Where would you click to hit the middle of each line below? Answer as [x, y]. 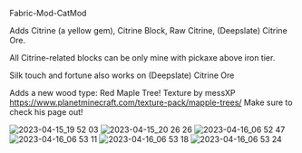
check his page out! [46, 112]
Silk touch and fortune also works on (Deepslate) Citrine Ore [122, 75]
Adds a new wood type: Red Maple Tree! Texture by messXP [122, 93]
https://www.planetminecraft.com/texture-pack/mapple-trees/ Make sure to [151, 102]
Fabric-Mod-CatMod [48, 13]
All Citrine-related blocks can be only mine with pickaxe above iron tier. [142, 57]
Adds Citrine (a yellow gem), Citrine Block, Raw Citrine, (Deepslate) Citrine [148, 30]
